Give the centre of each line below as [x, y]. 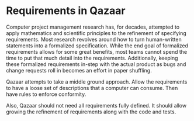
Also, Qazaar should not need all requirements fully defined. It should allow [96, 105]
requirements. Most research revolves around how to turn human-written [94, 39]
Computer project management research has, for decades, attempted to [93, 27]
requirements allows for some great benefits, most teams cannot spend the [97, 51]
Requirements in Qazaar [66, 11]
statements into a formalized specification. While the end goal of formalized [97, 46]
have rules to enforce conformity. [46, 94]
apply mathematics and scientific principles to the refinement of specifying [96, 33]
